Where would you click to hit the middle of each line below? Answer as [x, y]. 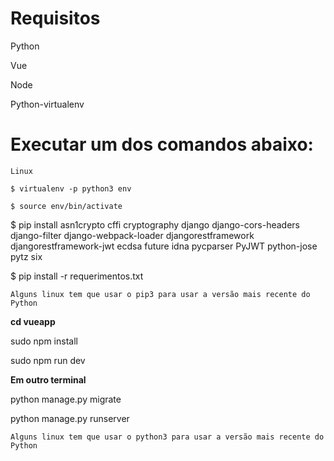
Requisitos [55, 18]
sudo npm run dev [48, 360]
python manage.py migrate [66, 399]
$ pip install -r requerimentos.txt [77, 276]
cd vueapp [33, 321]
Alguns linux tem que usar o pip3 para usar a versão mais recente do [160, 294]
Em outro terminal [48, 379]
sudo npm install [44, 341]
